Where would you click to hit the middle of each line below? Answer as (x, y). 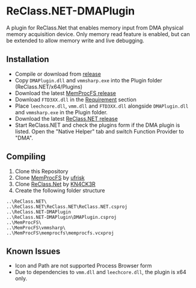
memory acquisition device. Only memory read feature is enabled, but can (98, 34)
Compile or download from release (58, 74)
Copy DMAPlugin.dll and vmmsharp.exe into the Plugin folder (88, 80)
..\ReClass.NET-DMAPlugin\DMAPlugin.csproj (62, 217)
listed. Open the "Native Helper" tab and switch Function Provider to (100, 131)
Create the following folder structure (60, 190)
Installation (28, 59)
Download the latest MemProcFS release (65, 93)
